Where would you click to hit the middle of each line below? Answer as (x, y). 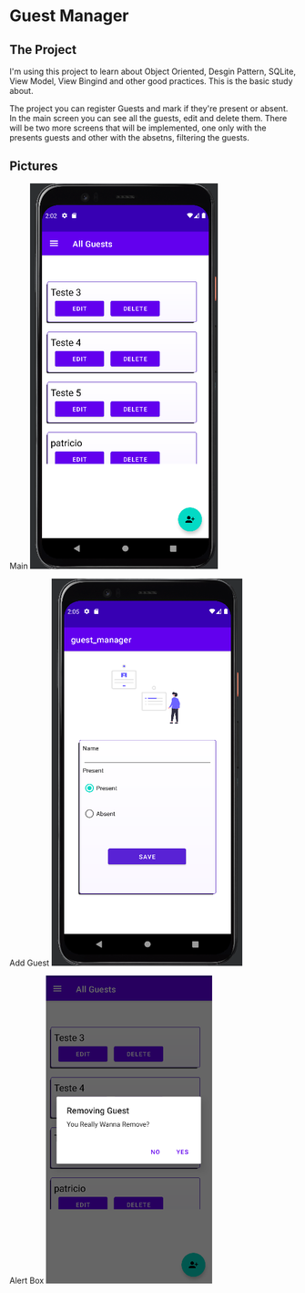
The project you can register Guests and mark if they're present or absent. (149, 109)
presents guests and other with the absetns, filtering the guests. (130, 137)
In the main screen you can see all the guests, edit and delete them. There (148, 118)
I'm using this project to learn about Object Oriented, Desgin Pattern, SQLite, (152, 71)
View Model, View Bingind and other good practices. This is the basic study (151, 81)
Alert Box (27, 1280)
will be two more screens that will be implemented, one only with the (138, 128)
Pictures (34, 167)
